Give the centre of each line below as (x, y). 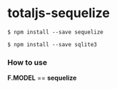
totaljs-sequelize (59, 13)
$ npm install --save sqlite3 (52, 44)
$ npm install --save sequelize (55, 32)
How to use (27, 62)
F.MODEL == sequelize (42, 78)
